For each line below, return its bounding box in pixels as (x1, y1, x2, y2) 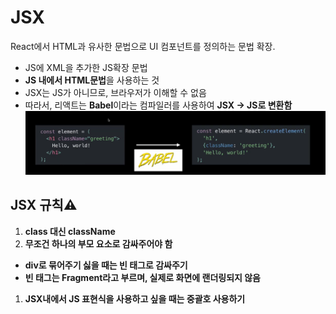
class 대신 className (24, 225, 116, 237)
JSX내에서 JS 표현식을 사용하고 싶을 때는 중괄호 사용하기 (24, 292, 246, 305)
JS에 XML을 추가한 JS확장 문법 (24, 61, 148, 73)
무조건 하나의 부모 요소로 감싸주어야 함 (24, 237, 173, 250)
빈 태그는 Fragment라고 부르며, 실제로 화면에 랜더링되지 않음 (24, 271, 261, 283)
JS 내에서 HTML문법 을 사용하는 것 (24, 74, 160, 86)
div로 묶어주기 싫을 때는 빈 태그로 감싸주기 (24, 259, 188, 271)
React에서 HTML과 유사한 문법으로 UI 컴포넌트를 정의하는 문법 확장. (10, 40, 276, 52)
